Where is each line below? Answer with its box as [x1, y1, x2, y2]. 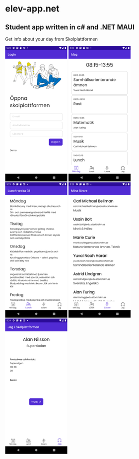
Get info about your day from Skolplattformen [5, 36, 98, 42]
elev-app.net [5, 3, 60, 14]
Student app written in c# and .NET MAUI [5, 23, 135, 31]
